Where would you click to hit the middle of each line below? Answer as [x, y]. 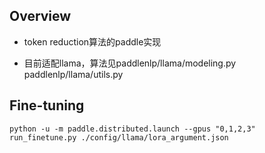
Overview [40, 16]
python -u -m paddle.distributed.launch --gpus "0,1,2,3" [132, 129]
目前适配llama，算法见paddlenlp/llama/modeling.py [130, 63]
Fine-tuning [47, 105]
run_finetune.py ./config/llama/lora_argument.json [119, 137]
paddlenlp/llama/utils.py [73, 74]
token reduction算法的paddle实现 [92, 41]
